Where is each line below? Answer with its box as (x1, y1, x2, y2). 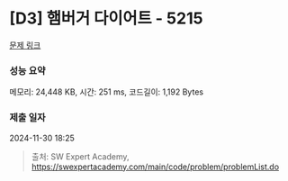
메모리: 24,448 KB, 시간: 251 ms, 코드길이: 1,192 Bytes (9, 86, 204, 97)
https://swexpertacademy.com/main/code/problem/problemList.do (31, 161, 280, 172)
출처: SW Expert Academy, (31, 150, 130, 162)
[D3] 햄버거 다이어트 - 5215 (9, 8, 203, 29)
